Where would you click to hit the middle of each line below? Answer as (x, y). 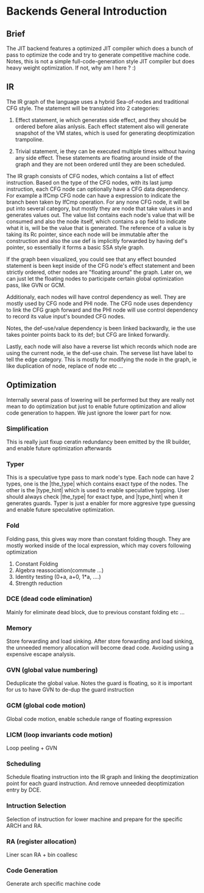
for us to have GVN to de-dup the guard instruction (70, 690)
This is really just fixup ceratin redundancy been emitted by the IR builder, (99, 442)
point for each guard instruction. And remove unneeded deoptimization (95, 784)
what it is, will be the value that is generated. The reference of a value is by (100, 228)
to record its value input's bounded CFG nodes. (66, 316)
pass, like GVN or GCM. (36, 285)
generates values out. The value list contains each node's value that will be (100, 215)
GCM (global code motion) (46, 706)
